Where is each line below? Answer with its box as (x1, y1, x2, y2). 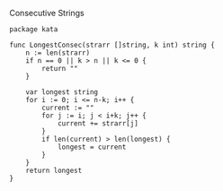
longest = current (57, 143, 127, 152)
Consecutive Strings (9, 8, 85, 18)
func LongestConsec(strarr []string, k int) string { (9, 40, 216, 49)
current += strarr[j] (57, 119, 139, 128)
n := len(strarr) (25, 48, 91, 57)
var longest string (25, 88, 99, 97)
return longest (25, 166, 83, 175)
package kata (9, 25, 58, 34)
